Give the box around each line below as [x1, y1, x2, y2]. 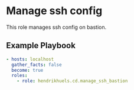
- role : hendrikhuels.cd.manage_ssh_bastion [17, 78, 128, 84]
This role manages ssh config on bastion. [6, 24, 107, 31]
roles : [11, 72, 28, 79]
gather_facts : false [11, 62, 62, 68]
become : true [11, 67, 44, 73]
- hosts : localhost [6, 56, 54, 62]
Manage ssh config [6, 4, 103, 18]
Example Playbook [6, 41, 76, 51]
